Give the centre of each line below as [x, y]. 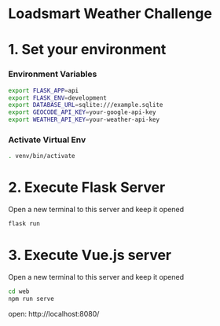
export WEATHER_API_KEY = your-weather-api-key [84, 120]
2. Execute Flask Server [87, 187]
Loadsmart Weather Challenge [110, 14]
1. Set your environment [87, 50]
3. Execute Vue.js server [90, 255]
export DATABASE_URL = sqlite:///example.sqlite [86, 105]
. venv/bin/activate [42, 156]
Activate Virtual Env [47, 140]
